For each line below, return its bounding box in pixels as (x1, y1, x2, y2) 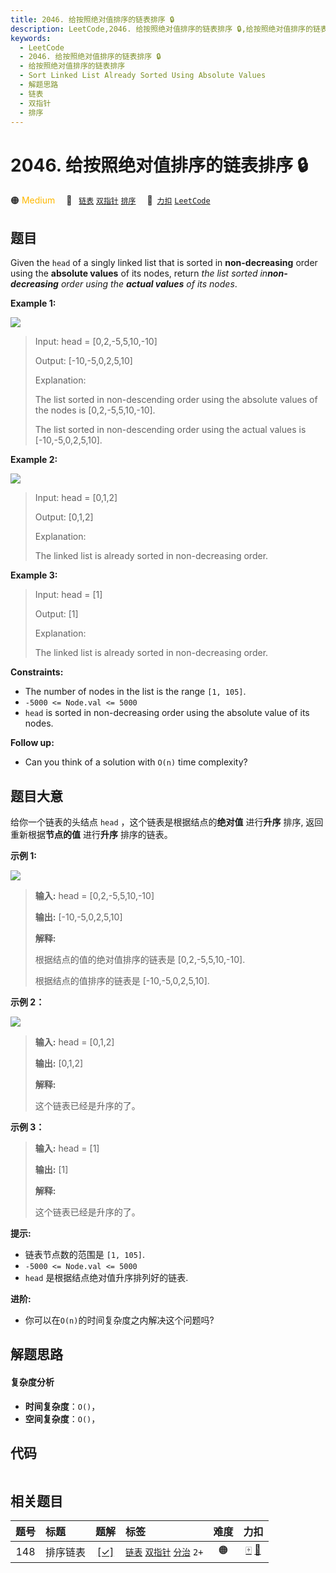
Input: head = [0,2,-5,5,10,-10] (34, 336, 158, 348)
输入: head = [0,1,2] (34, 1036, 115, 1048)
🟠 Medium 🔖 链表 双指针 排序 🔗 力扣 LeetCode (10, 194, 211, 206)
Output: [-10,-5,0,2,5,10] (34, 355, 133, 367)
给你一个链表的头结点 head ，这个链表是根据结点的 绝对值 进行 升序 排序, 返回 (10, 816, 324, 828)
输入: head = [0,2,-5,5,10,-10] (34, 889, 155, 901)
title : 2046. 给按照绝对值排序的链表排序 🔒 (10, 14, 175, 25)
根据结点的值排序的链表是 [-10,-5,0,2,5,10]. (34, 974, 210, 986)
